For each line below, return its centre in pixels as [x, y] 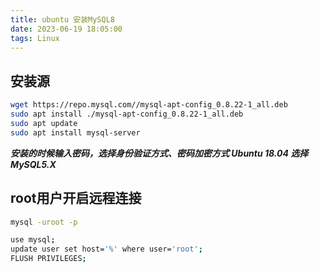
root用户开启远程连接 [76, 198]
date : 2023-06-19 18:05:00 [66, 29]
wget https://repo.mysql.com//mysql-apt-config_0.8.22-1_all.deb [149, 105]
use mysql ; [33, 240]
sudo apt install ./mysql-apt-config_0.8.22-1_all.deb [127, 114]
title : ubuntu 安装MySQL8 [62, 19]
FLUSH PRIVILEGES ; [48, 259]
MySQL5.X [33, 164]
